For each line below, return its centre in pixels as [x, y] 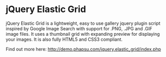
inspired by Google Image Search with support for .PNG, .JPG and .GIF [79, 28]
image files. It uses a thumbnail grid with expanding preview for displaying [83, 34]
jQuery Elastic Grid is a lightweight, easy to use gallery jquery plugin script [83, 23]
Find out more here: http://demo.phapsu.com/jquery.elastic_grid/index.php [83, 49]
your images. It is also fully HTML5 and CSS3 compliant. [64, 39]
